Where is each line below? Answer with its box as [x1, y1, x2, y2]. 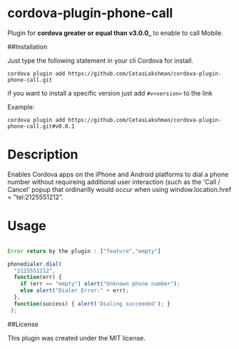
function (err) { [14, 273, 62, 281]
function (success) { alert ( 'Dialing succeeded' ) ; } [14, 300, 171, 308]
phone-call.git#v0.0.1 [7, 123, 75, 130]
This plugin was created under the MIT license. [7, 333, 146, 342]
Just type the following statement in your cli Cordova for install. [7, 56, 194, 65]
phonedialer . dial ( [7, 261, 62, 268]
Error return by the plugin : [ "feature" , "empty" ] [7, 248, 161, 255]
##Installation [7, 42, 48, 51]
